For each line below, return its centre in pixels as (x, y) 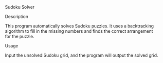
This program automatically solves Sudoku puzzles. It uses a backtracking (80, 26)
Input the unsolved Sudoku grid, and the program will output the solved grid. (81, 55)
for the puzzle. (20, 36)
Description (17, 16)
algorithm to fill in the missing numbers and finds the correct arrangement (79, 31)
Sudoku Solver (20, 7)
